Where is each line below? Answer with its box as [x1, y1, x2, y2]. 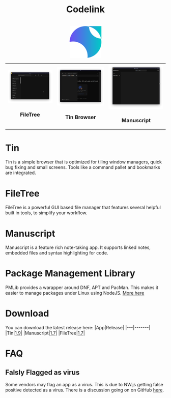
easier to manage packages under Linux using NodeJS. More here [5, 290, 145, 296]
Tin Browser [65, 113, 96, 121]
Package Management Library [5, 268, 136, 279]
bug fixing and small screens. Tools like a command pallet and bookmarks [5, 164, 160, 170]
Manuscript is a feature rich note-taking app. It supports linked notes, [5, 244, 151, 250]
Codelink [66, 4, 105, 15]
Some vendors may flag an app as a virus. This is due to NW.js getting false [5, 382, 164, 388]
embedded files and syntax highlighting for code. [5, 250, 108, 256]
